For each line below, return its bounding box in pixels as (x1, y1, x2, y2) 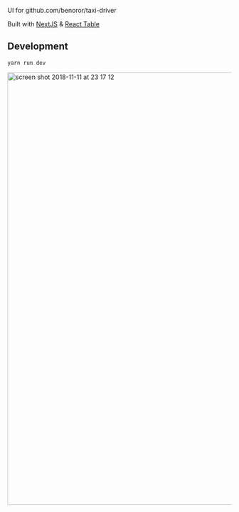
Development (7, 41, 69, 53)
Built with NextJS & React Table (7, 20, 100, 28)
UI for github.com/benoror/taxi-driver (7, 6, 117, 14)
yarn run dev (7, 59, 46, 66)
